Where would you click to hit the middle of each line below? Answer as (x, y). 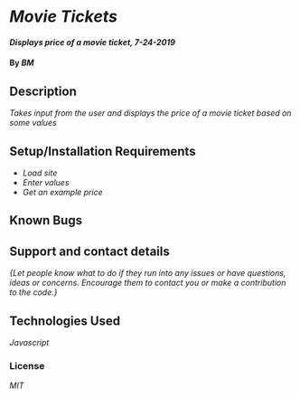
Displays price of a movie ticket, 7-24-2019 (93, 42)
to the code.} (33, 292)
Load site (40, 173)
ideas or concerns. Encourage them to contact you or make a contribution (148, 283)
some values (33, 123)
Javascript (29, 343)
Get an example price (62, 192)
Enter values (46, 182)
